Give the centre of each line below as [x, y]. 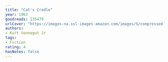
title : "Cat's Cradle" [29, 10]
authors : [14, 28]
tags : [11, 38]
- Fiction [16, 42]
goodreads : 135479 [24, 19]
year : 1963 [17, 14]
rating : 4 [16, 47]
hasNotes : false [22, 51]
